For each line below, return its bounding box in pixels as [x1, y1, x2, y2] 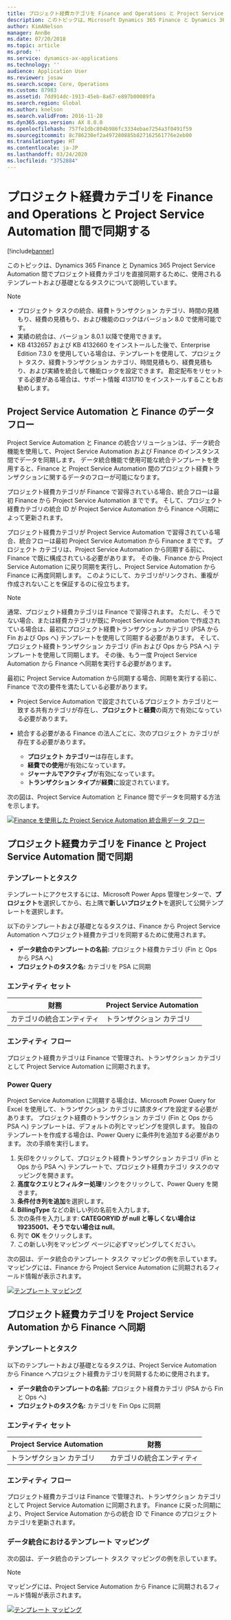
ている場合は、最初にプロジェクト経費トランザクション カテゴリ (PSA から [7, 625, 219, 633]
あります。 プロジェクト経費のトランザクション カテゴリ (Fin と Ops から [7, 1114, 214, 1122]
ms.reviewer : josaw [7, 74, 63, 81]
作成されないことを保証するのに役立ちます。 [7, 579, 133, 588]
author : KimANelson [7, 23, 63, 30]
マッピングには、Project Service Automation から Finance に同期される [7, 1582, 209, 1590]
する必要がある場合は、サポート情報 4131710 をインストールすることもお [16, 375, 223, 383]
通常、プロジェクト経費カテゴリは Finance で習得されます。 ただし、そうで [7, 607, 221, 616]
